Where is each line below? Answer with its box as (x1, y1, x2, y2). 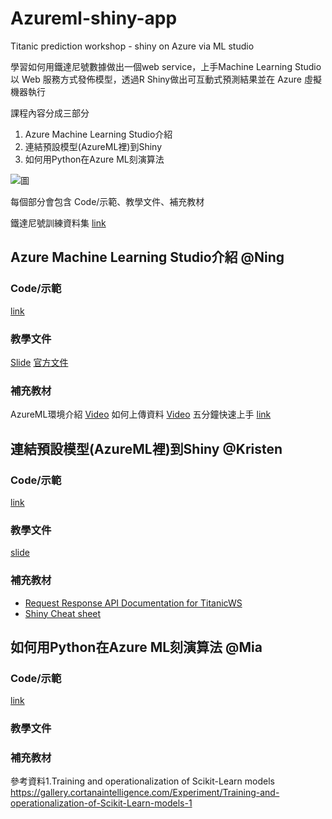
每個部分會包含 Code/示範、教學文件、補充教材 (10, 195, 205, 207)
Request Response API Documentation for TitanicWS (24, 597, 243, 609)
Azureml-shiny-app (10, 7, 178, 30)
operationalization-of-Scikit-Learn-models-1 (10, 797, 193, 809)
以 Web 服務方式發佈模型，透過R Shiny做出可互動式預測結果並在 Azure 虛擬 (10, 73, 322, 85)
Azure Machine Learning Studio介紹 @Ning (10, 249, 285, 266)
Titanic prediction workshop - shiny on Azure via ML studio (10, 40, 255, 52)
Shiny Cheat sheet (24, 607, 102, 619)
